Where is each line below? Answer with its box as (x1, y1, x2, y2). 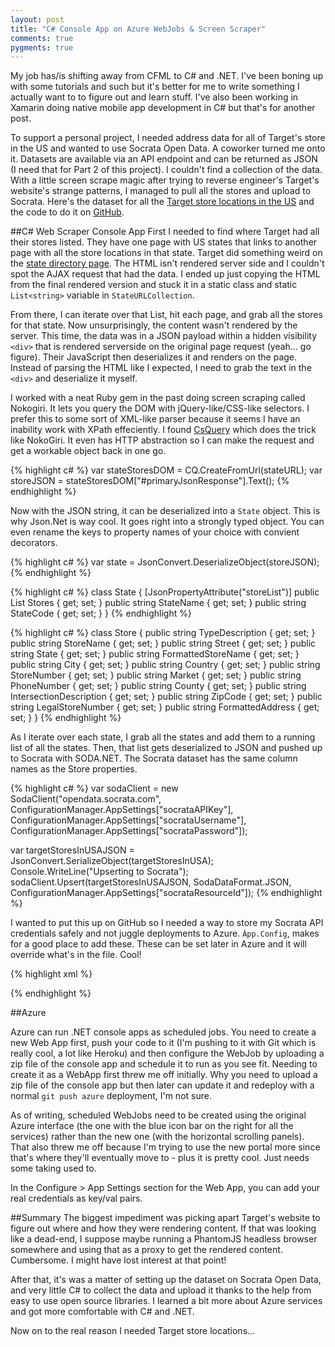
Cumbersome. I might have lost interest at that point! (10, 1254, 227, 1266)
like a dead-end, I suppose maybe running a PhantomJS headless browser (10, 1233, 318, 1245)
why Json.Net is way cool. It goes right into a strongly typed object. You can (10, 516, 325, 528)
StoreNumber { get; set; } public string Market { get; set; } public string (10, 669, 302, 681)
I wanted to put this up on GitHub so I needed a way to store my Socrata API (10, 917, 324, 929)
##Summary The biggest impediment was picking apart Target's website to (10, 1212, 321, 1224)
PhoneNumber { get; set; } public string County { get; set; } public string (10, 680, 307, 692)
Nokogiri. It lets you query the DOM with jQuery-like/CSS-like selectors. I (10, 402, 310, 415)
